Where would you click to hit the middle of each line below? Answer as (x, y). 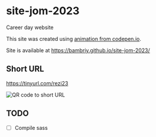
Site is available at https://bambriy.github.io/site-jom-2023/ (78, 50)
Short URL (25, 69)
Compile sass (31, 128)
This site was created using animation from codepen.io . (74, 39)
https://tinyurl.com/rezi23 (37, 83)
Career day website (30, 27)
